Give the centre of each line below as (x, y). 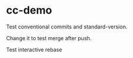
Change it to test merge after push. (49, 38)
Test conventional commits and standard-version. (67, 27)
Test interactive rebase (34, 49)
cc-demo (29, 10)
